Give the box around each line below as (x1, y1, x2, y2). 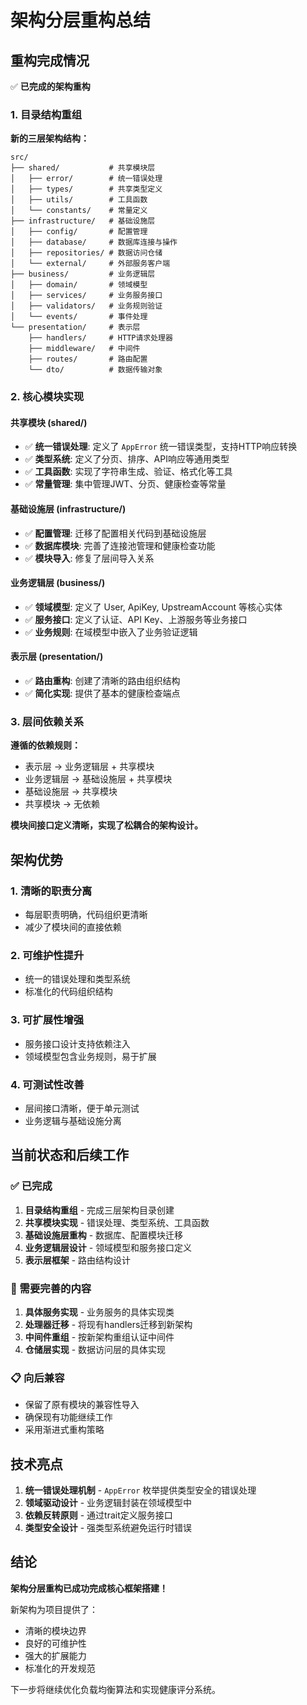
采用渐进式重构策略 (24, 1424, 105, 1436)
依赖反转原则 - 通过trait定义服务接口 (24, 1509, 173, 1521)
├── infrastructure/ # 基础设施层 (10, 216, 156, 226)
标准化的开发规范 (24, 1662, 96, 1674)
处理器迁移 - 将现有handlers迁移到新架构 (24, 1318, 193, 1330)
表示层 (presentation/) (10, 651, 104, 663)
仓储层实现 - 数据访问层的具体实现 (24, 1343, 167, 1355)
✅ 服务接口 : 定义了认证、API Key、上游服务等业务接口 (24, 613, 248, 625)
